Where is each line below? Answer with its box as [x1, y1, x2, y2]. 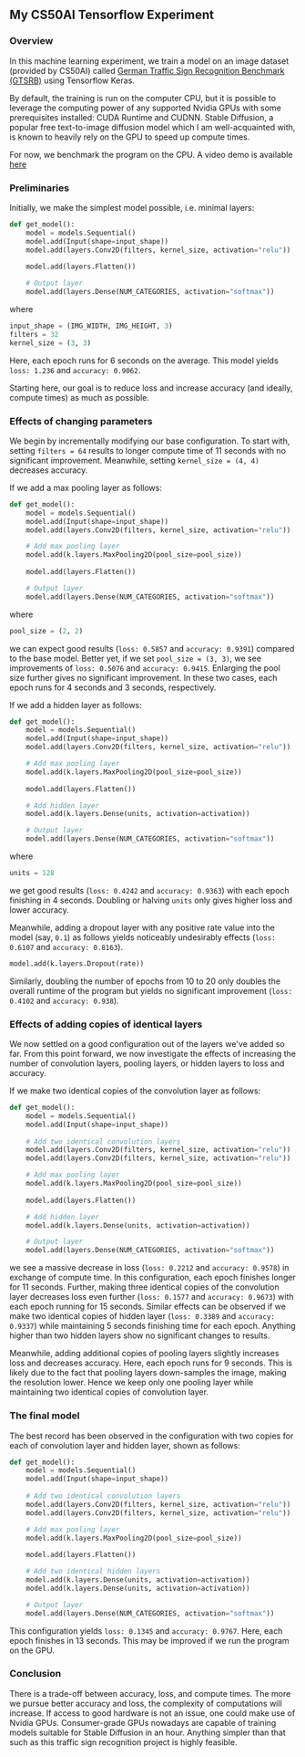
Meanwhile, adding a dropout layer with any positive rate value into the [9, 922, 275, 933]
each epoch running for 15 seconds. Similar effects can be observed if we [9, 1301, 287, 1313]
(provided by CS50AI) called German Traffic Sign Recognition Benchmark [9, 65, 285, 76]
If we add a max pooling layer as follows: [9, 482, 162, 493]
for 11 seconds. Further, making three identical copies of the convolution [9, 1281, 280, 1292]
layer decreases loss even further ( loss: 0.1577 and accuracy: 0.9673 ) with [9, 1292, 294, 1302]
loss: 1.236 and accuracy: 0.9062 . [9, 364, 141, 375]
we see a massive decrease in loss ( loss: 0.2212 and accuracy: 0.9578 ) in [9, 1262, 290, 1273]
